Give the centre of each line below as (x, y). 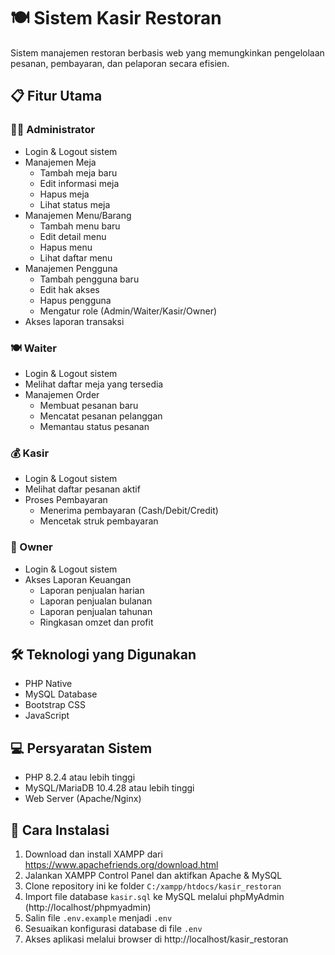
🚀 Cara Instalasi (60, 830)
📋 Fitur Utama (56, 96)
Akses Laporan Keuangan (78, 579)
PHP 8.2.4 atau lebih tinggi (80, 777)
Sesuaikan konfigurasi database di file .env (113, 928)
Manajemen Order (62, 394)
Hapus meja (64, 194)
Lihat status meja (75, 204)
